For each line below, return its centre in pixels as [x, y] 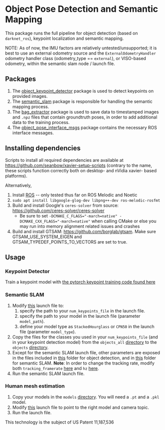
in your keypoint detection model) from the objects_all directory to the [84, 342]
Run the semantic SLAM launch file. [48, 373]
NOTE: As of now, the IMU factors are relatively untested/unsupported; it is [81, 48]
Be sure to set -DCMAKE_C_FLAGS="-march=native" [68, 215]
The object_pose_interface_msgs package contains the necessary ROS [84, 127]
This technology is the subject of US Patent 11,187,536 [60, 422]
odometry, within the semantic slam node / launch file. [60, 63]
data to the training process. [41, 122]
